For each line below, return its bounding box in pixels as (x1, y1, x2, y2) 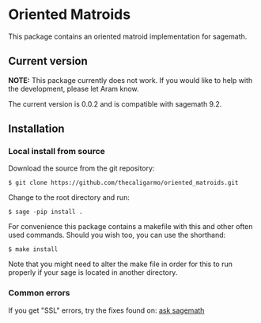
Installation (8, 122, 65, 136)
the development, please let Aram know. (8, 84, 140, 93)
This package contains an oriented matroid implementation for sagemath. (8, 32, 248, 41)
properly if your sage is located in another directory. (8, 268, 178, 277)
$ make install (8, 246, 59, 254)
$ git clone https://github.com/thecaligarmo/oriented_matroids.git (8, 179, 239, 187)
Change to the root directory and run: (8, 193, 130, 202)
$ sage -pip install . (8, 208, 83, 216)
